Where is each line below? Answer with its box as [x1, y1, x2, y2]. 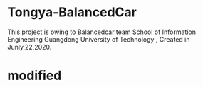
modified [7, 68, 62, 83]
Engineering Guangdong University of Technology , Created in [7, 35, 190, 43]
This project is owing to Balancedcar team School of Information [7, 28, 197, 36]
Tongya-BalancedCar [7, 4, 137, 21]
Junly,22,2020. [7, 42, 52, 51]
